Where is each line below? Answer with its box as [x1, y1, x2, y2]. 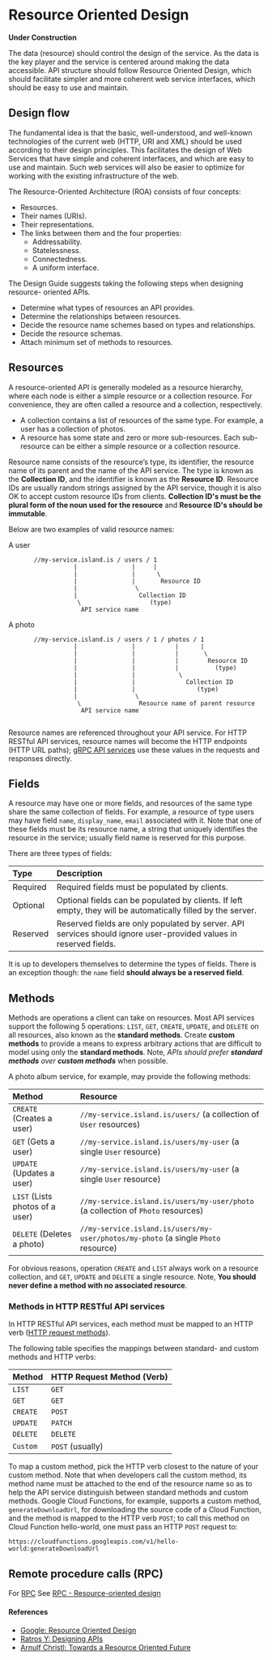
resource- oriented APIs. [8, 286, 91, 297]
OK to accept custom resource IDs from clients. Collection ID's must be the [8, 491, 261, 501]
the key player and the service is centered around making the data [8, 57, 230, 67]
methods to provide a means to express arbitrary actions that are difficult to [8, 1039, 261, 1048]
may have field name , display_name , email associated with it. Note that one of [8, 815, 262, 825]
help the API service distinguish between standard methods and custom [8, 1487, 249, 1498]
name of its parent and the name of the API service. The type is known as [8, 465, 253, 475]
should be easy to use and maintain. [8, 83, 130, 92]
